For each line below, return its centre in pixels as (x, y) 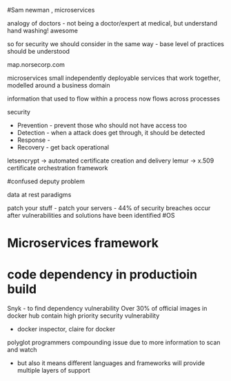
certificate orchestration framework (58, 168)
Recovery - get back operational (63, 147)
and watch (22, 350)
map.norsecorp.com (36, 64)
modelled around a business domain (59, 85)
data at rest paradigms (39, 195)
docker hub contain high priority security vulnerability (83, 316)
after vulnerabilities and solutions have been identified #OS (91, 215)
